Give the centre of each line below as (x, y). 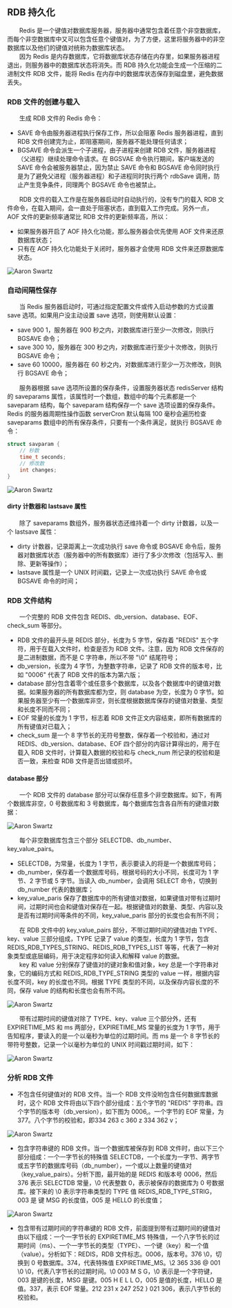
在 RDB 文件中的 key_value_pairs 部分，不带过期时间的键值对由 (108, 930)
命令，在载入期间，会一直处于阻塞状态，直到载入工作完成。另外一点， (113, 208)
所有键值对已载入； (45, 727)
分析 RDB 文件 (30, 1078)
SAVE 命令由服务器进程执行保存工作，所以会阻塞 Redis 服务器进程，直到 (120, 133)
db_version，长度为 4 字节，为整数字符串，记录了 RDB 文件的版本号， (116, 666)
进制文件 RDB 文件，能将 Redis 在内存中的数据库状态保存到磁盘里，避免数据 (115, 73)
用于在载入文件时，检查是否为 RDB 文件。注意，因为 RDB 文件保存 (124, 649)
